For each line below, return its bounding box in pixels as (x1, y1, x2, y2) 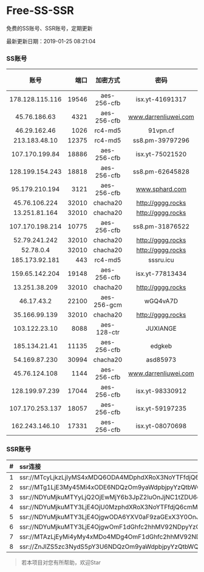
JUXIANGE (145, 324, 177, 333)
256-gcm (93, 301, 123, 309)
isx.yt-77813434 (135, 269, 187, 278)
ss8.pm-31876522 (132, 222, 190, 231)
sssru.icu (148, 256, 174, 264)
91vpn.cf (148, 126, 175, 135)
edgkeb (150, 342, 172, 350)
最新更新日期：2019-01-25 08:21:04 (6, 37, 96, 44)
